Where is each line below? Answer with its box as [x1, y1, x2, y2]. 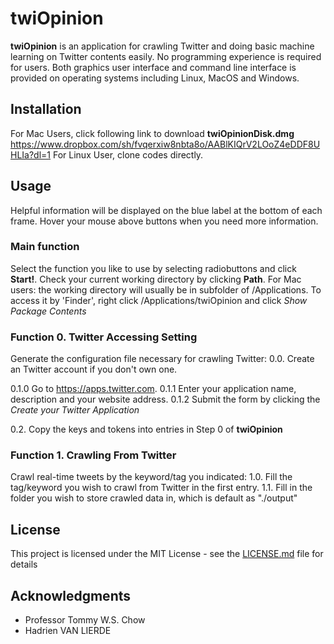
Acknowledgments [10, 587, 132, 604]
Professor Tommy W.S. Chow [24, 614, 146, 626]
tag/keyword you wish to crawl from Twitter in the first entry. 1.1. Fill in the [10, 482, 313, 494]
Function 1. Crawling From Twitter [10, 448, 177, 462]
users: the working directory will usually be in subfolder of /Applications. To [10, 283, 322, 296]
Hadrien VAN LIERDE [24, 625, 112, 637]
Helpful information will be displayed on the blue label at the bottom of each [10, 204, 323, 216]
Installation [10, 101, 82, 118]
